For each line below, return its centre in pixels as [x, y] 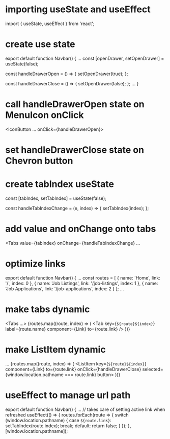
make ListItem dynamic [55, 349]
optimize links [36, 264]
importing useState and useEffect [78, 9]
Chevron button [39, 161]
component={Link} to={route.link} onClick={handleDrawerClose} [73, 369]
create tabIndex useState [60, 184]
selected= [153, 369]
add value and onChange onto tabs [81, 229]
